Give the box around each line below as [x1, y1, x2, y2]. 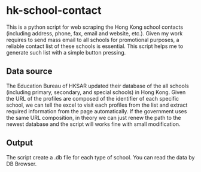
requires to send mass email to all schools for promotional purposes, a [6, 36, 179, 43]
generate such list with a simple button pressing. [6, 49, 126, 56]
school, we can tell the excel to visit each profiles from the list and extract [6, 101, 188, 108]
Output [6, 138, 33, 148]
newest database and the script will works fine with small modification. [6, 120, 181, 128]
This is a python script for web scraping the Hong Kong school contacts [6, 23, 184, 31]
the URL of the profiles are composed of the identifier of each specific [6, 95, 179, 102]
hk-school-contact [6, 4, 102, 17]
